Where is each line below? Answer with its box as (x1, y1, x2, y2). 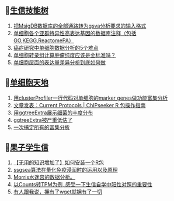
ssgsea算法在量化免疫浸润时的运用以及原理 (13, 166, 118, 173)
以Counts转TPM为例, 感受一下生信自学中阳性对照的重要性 (13, 181, 152, 188)
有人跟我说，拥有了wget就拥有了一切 (13, 188, 103, 195)
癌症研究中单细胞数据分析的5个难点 (13, 44, 99, 51)
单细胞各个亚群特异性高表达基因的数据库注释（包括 (13, 29, 137, 36)
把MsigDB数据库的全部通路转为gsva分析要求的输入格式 (13, 22, 147, 29)
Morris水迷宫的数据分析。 (13, 173, 76, 180)
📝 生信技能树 (5, 5, 48, 16)
